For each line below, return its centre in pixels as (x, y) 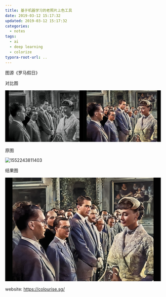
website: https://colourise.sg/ (35, 289)
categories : (17, 26)
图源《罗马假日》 (22, 73)
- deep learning (26, 47)
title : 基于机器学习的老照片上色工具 (39, 10)
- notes (18, 31)
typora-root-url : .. (26, 57)
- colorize (21, 52)
